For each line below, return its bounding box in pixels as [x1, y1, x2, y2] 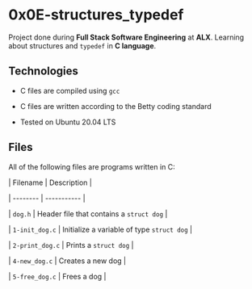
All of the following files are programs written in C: [8, 161, 175, 171]
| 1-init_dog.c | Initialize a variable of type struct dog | [8, 224, 192, 234]
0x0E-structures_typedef [8, 6, 184, 24]
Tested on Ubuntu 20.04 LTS [19, 117, 116, 127]
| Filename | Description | [8, 178, 93, 187]
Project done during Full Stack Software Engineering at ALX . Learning [8, 32, 245, 42]
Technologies [8, 65, 79, 78]
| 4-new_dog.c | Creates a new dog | [8, 256, 127, 266]
